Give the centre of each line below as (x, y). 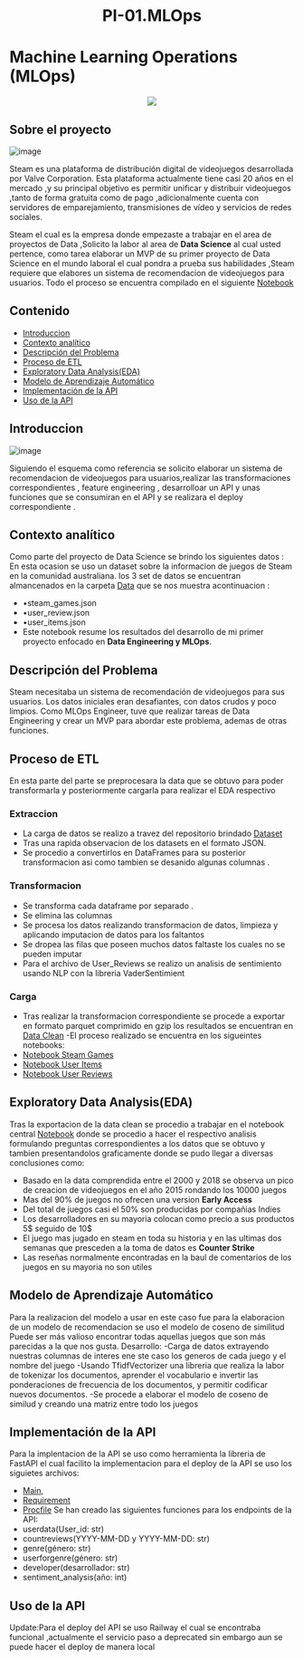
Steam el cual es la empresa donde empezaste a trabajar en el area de (141, 234)
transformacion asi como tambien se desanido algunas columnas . (146, 862)
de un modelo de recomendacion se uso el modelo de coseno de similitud (147, 1327)
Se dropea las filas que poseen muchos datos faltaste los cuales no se (154, 944)
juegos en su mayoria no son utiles (87, 1267)
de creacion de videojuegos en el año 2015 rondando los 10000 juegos (155, 1190)
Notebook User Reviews (67, 1073)
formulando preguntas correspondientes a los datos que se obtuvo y (137, 1143)
